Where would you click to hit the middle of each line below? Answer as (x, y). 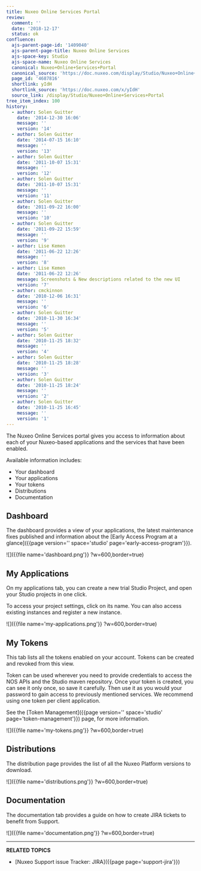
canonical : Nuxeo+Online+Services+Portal (64, 67)
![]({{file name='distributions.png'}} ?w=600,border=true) (77, 781)
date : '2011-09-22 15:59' (49, 229)
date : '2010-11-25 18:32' (49, 340)
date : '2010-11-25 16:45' (49, 408)
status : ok (25, 34)
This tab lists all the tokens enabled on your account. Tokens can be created (100, 657)
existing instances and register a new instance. (64, 613)
